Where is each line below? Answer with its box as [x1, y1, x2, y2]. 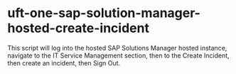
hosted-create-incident [7, 20, 149, 36]
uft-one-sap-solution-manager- [7, 5, 201, 21]
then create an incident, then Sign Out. [7, 58, 121, 67]
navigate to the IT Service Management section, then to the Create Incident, [7, 51, 230, 60]
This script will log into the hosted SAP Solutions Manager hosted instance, [7, 43, 227, 52]
